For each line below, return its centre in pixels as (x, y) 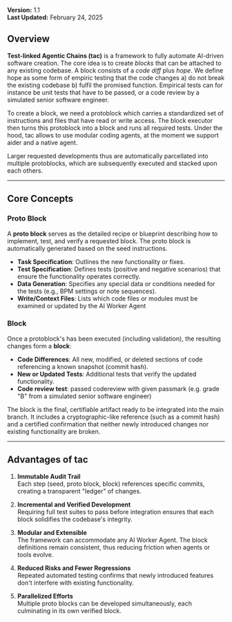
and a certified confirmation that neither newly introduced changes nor (108, 424)
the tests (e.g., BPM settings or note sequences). (87, 291)
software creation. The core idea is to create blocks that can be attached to (115, 63)
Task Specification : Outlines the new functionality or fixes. (101, 261)
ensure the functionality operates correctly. (79, 276)
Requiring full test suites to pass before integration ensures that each (115, 511)
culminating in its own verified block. (69, 610)
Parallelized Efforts (45, 596)
